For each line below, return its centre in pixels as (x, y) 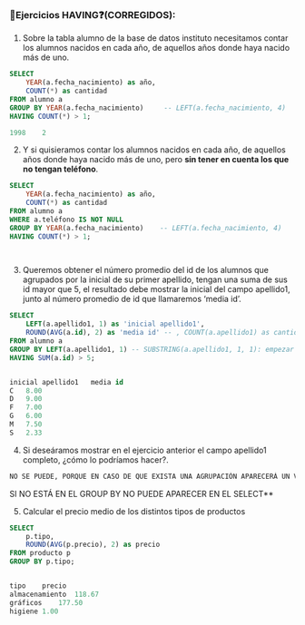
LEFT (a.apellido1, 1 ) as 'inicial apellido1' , (115, 324)
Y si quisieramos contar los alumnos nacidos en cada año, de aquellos (154, 150)
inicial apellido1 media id (67, 382)
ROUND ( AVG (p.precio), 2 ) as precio (93, 545)
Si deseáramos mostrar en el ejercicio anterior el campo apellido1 (144, 450)
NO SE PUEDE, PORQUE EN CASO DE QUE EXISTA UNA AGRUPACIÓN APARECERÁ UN (150, 476)
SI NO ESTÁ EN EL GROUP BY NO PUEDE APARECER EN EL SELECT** (142, 493)
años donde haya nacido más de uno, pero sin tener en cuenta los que (156, 160)
